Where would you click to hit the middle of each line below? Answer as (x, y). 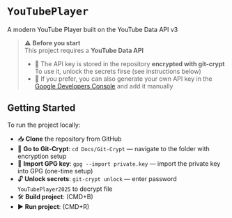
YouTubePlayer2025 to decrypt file (65, 189)
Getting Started (41, 108)
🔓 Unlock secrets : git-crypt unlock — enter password (97, 178)
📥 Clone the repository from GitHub (69, 139)
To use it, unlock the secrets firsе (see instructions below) (118, 71)
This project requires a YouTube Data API (84, 50)
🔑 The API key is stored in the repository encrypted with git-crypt (130, 63)
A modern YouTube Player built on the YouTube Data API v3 (93, 29)
